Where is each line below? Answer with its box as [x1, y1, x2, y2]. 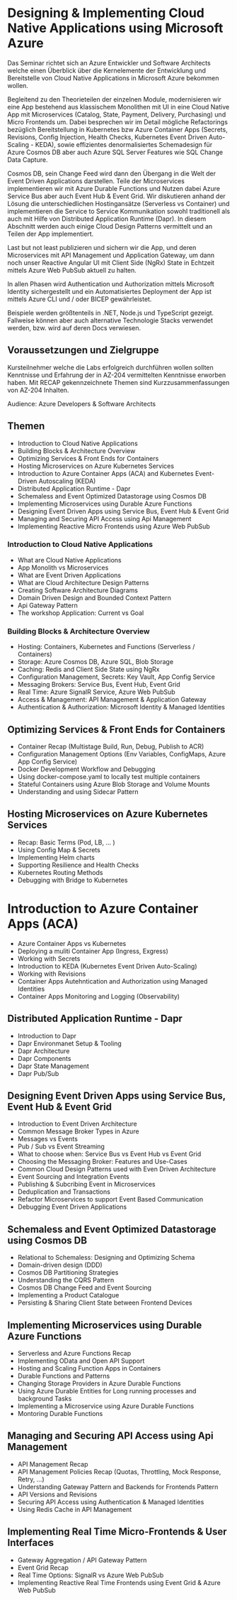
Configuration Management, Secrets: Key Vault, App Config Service [17, 673, 216, 681]
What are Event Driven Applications [17, 570, 122, 579]
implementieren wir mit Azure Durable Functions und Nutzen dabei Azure [7, 184, 221, 192]
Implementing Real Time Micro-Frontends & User [7, 1525, 227, 1538]
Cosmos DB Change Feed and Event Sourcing [17, 1283, 152, 1292]
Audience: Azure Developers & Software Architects [7, 399, 156, 408]
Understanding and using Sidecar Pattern [17, 787, 139, 796]
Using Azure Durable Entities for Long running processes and [17, 1386, 197, 1395]
